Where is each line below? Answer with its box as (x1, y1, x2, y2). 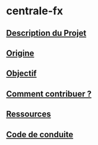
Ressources (6, 109, 52, 119)
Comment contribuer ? (6, 88, 92, 99)
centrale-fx (6, 4, 64, 18)
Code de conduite (6, 129, 74, 140)
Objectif (6, 69, 37, 79)
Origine (6, 48, 34, 58)
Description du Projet (6, 28, 87, 38)
